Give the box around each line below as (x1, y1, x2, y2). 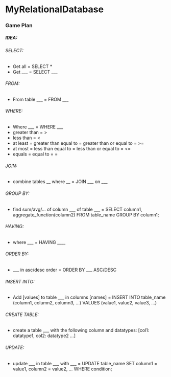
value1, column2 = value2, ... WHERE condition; (12, 366, 112, 372)
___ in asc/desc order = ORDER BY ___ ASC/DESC (12, 267, 116, 273)
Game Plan (5, 22, 33, 29)
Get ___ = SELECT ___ (12, 69, 58, 75)
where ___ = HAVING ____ (12, 239, 66, 245)
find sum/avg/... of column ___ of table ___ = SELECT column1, (12, 206, 142, 212)
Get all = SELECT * (12, 63, 53, 70)
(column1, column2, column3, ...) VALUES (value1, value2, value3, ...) (12, 300, 157, 306)
